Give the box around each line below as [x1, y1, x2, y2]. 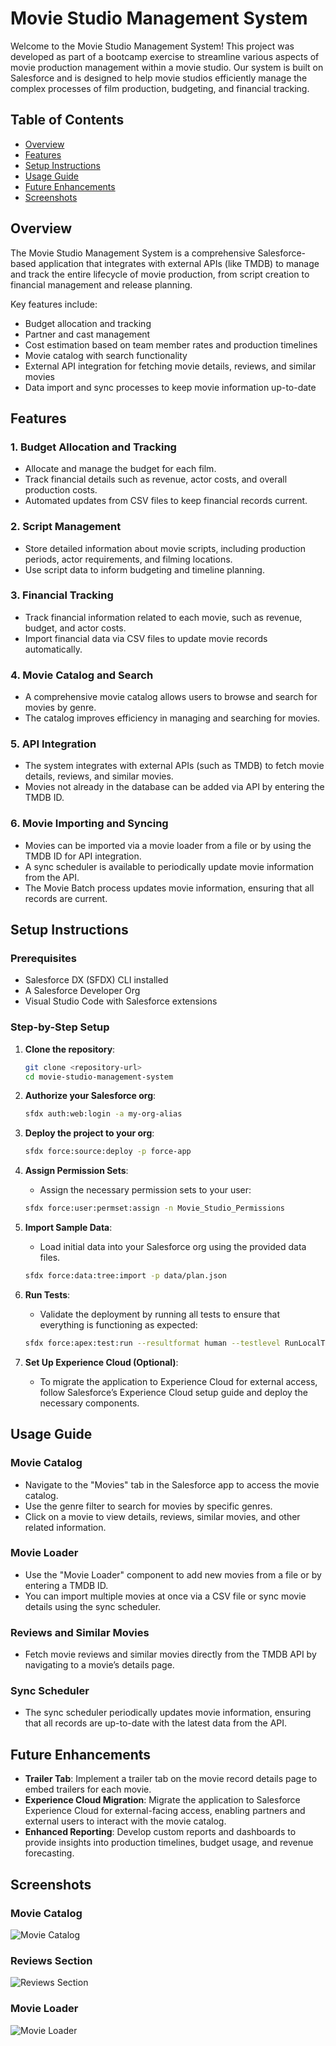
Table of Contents [10, 112, 125, 129]
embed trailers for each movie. [24, 1783, 152, 1796]
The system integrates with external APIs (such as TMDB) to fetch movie [24, 760, 325, 772]
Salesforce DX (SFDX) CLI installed [24, 974, 169, 986]
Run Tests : [24, 1288, 71, 1301]
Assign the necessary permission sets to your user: [39, 1184, 252, 1196]
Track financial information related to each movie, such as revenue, [24, 611, 303, 623]
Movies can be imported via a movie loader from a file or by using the [24, 839, 312, 851]
